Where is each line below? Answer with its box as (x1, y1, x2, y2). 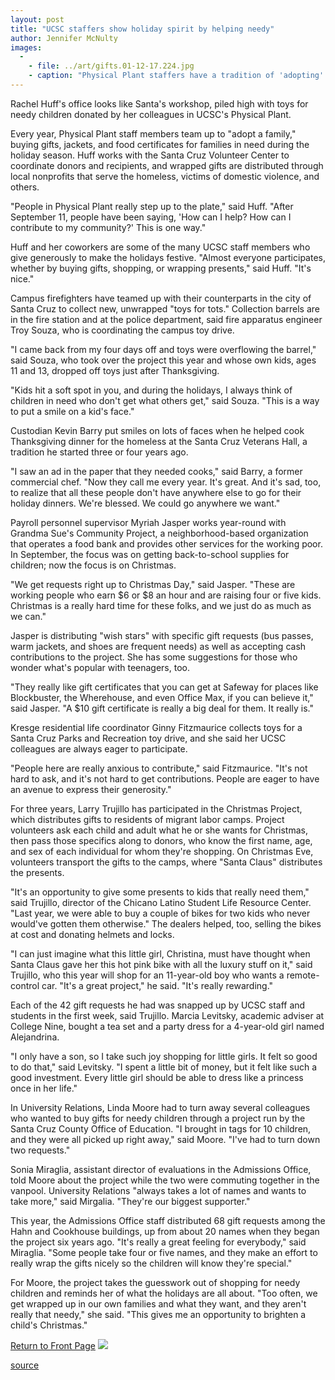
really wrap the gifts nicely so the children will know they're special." (10, 1257, 293, 1269)
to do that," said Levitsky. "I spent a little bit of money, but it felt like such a (10, 1061, 317, 1073)
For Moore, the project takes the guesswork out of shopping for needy (10, 1276, 301, 1288)
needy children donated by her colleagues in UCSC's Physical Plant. (10, 108, 292, 120)
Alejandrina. (10, 1031, 60, 1043)
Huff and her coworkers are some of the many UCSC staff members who (10, 241, 311, 253)
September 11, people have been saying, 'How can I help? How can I (10, 211, 292, 223)
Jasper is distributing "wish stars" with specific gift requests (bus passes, (10, 629, 314, 641)
